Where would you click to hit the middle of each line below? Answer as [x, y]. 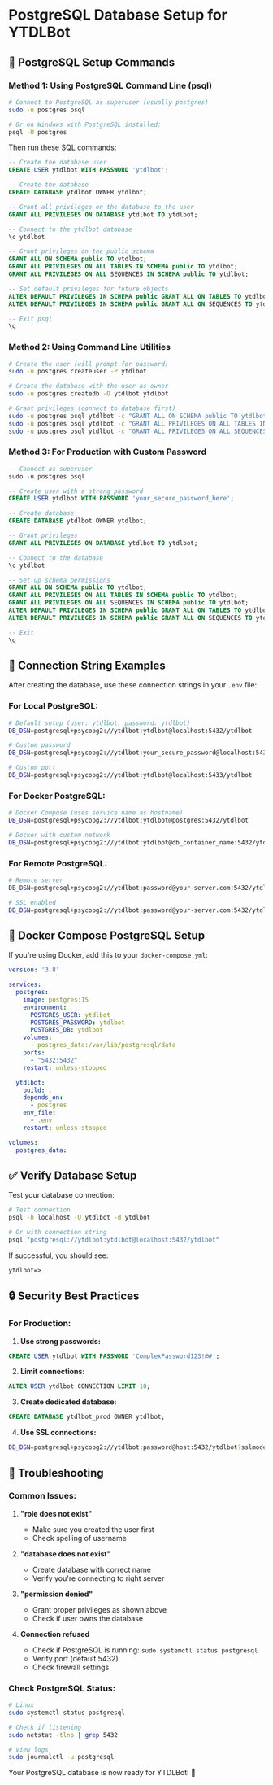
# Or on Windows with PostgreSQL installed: [85, 124]
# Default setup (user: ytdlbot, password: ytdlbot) [100, 723]
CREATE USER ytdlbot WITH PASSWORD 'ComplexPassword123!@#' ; [114, 1356]
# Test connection [39, 1210]
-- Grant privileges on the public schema [81, 251]
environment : [45, 1007]
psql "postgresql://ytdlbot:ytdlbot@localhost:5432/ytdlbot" [114, 1240]
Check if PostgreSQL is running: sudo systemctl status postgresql [145, 1650]
